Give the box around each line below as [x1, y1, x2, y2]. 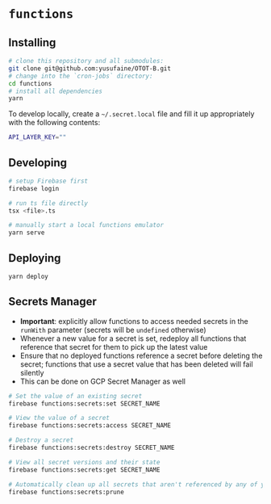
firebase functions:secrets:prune [8, 488, 125, 496]
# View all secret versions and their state [8, 458, 161, 466]
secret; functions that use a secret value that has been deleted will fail [19, 359, 253, 369]
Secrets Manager [8, 295, 97, 309]
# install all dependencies [8, 87, 103, 95]
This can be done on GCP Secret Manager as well [19, 376, 186, 386]
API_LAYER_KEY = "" [8, 133, 67, 141]
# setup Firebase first [8, 177, 89, 185]
